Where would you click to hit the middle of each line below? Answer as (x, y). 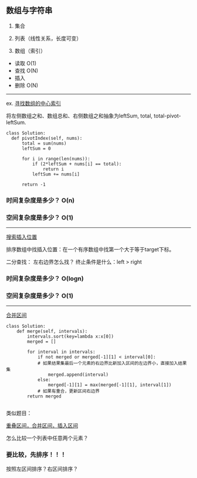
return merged (44, 396)
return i (54, 169)
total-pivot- (167, 116)
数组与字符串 (29, 11)
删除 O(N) (26, 85)
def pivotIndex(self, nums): (47, 138)
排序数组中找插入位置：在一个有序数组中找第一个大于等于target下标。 (90, 250)
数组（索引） (30, 51)
